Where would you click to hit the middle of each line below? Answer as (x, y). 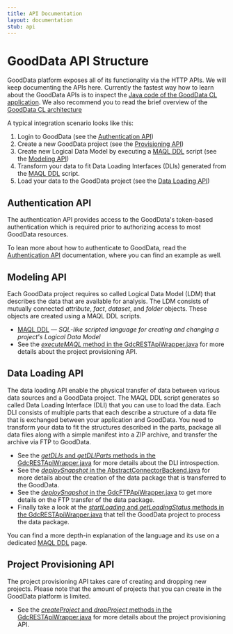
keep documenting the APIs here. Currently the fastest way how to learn (111, 88)
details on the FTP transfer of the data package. (86, 499)
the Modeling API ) (43, 159)
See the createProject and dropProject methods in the (95, 610)
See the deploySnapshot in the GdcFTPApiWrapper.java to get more (114, 492)
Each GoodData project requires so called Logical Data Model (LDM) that (112, 293)
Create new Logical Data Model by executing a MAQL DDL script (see (117, 152)
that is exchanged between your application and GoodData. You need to (110, 420)
